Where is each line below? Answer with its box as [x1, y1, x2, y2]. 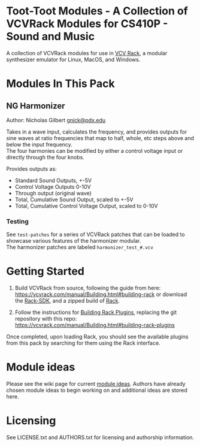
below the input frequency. [6, 141, 73, 148]
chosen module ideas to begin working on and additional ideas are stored [6, 386, 187, 394]
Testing [6, 217, 29, 225]
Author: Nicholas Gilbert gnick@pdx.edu [6, 116, 106, 123]
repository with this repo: [14, 315, 77, 322]
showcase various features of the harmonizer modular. [6, 237, 141, 244]
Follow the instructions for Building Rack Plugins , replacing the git [14, 309, 177, 316]
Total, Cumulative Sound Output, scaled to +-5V [14, 196, 134, 203]
